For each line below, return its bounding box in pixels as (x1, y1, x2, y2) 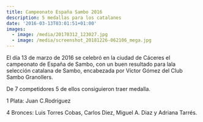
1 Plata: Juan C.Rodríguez (6, 97, 72, 104)
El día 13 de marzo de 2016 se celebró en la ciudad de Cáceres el (6, 54, 171, 61)
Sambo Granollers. (6, 74, 53, 81)
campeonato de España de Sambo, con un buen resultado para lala (6, 60, 176, 68)
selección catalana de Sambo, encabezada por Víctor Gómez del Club (6, 67, 183, 74)
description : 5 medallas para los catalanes (6, 15, 122, 21)
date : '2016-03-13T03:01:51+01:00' (6, 20, 97, 26)
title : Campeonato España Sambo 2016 (6, 9, 103, 15)
